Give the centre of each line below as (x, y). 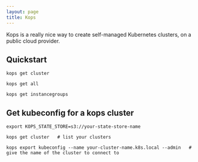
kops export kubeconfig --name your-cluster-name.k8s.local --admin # (99, 148)
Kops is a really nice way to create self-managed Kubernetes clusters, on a (99, 34)
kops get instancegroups (37, 94)
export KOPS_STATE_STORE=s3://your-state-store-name (73, 127)
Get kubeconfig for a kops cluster (70, 112)
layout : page (22, 12)
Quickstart (27, 60)
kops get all (22, 84)
